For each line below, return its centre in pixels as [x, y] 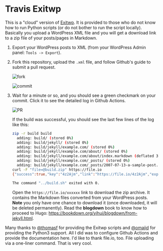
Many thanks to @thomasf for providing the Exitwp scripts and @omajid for [80, 228]
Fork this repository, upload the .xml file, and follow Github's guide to [81, 62]
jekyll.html [22, 218]
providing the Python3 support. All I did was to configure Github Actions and [81, 233]
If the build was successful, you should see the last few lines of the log [83, 119]
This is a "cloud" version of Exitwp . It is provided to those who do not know [80, 22]
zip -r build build [32, 133]
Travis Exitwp [33, 9]
